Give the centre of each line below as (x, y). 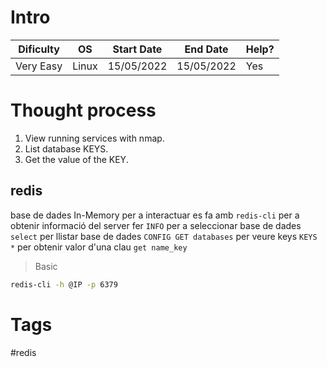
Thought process (83, 110)
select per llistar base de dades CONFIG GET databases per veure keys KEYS (164, 236)
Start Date (137, 49)
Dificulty (39, 49)
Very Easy (39, 66)
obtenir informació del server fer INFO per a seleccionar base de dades (156, 225)
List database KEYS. (66, 148)
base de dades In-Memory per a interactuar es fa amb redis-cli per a (155, 215)
